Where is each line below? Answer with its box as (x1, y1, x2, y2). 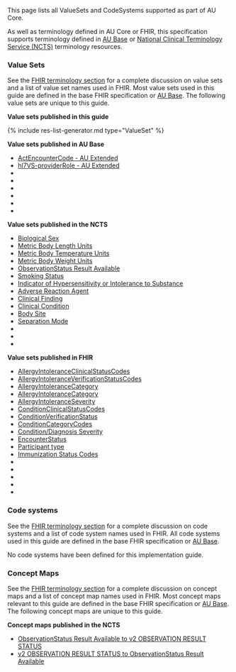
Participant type (17, 443, 65, 451)
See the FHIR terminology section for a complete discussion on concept (7, 584, 218, 593)
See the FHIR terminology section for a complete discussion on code (7, 522, 208, 530)
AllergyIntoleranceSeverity (17, 397, 96, 406)
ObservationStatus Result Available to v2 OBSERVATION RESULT (17, 634, 207, 643)
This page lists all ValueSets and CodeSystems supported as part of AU (7, 6, 216, 14)
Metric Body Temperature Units (17, 249, 110, 258)
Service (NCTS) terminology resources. (7, 43, 123, 50)
